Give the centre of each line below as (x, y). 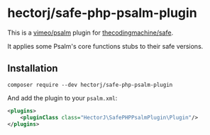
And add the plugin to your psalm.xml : (62, 98)
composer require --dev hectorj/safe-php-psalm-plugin (90, 85)
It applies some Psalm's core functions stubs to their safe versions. (105, 46)
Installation (33, 69)
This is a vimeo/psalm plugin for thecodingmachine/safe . (90, 33)
